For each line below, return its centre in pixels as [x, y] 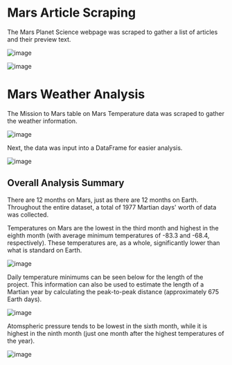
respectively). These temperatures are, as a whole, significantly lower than [114, 243]
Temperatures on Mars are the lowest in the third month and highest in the [113, 228]
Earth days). [25, 299]
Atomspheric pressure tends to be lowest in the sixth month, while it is [107, 326]
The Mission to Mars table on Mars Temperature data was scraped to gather [116, 113]
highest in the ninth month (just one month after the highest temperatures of [116, 333]
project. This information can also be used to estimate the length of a [106, 284]
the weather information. [42, 121]
